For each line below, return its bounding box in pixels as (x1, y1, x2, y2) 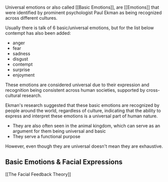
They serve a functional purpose (12, 134, 81, 139)
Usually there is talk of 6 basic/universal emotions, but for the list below (5, 25, 154, 31)
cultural (5, 93, 21, 98)
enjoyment (12, 72, 35, 78)
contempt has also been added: (5, 30, 71, 36)
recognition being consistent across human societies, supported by (5, 87, 145, 93)
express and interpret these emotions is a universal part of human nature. (5, 113, 158, 119)
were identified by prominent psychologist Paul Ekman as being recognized (5, 10, 162, 16)
